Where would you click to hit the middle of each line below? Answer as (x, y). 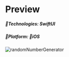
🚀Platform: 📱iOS (23, 37)
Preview (23, 9)
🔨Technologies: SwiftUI (30, 23)
